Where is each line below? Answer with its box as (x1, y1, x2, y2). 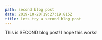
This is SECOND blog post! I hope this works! (5, 30, 98, 36)
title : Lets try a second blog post (5, 16, 81, 21)
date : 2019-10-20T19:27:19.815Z (5, 12, 72, 17)
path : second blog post (5, 7, 55, 12)
